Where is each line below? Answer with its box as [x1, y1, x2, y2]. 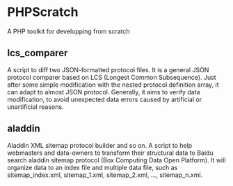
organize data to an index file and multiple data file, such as [7, 163, 178, 171]
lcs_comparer [7, 47, 68, 59]
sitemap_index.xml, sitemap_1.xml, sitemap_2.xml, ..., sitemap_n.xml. [7, 171, 203, 179]
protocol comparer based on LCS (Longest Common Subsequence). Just [7, 73, 217, 81]
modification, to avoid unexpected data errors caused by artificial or [7, 95, 202, 103]
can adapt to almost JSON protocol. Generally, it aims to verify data [7, 87, 200, 96]
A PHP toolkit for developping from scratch [7, 27, 130, 35]
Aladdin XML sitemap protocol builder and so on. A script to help [7, 141, 193, 149]
